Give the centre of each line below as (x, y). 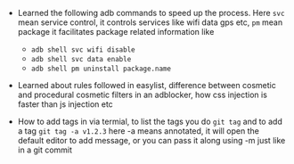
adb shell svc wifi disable (83, 50)
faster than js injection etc (65, 104)
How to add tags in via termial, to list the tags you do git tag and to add (150, 121)
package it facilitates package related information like (116, 32)
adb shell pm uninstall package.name (101, 69)
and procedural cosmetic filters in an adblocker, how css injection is (142, 94)
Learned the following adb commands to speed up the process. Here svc (151, 13)
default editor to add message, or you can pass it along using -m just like (151, 140)
